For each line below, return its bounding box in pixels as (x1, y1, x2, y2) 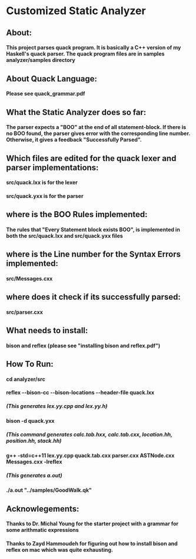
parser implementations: (6, 162, 99, 172)
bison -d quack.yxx (6, 417, 55, 425)
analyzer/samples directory (6, 57, 75, 64)
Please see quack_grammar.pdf (6, 90, 85, 97)
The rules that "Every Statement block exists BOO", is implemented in (6, 226, 181, 233)
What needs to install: (6, 325, 88, 336)
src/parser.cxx (6, 308, 43, 315)
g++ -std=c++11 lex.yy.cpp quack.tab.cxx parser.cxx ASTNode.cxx (6, 452, 175, 459)
